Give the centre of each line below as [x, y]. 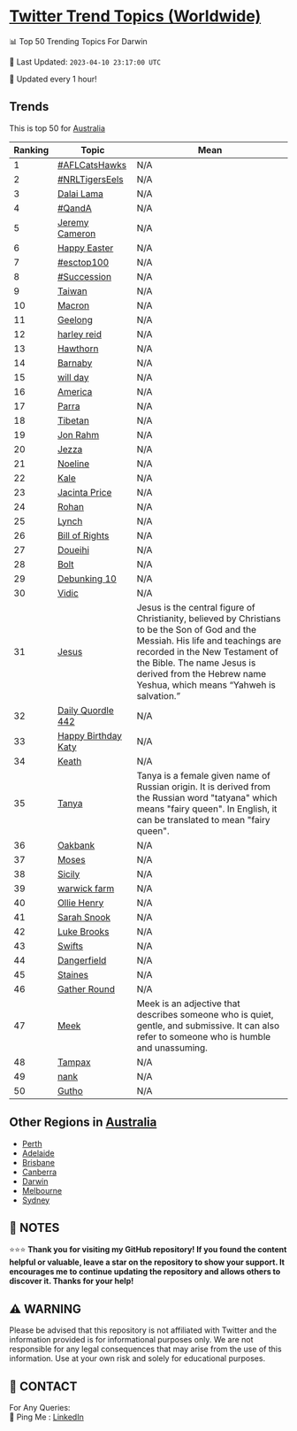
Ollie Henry [80, 903]
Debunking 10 [87, 579]
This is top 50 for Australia [57, 128]
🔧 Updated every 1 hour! [53, 79]
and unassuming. [172, 1048]
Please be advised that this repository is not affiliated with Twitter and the [143, 1330]
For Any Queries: [40, 1408]
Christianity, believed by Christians [209, 619]
